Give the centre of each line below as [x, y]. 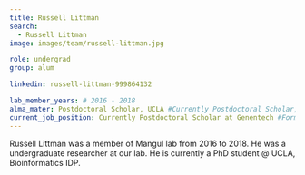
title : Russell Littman [54, 18]
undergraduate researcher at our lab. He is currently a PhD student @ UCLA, [152, 153]
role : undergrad [40, 60]
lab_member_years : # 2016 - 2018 [73, 101]
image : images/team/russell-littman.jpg [87, 43]
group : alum [32, 68]
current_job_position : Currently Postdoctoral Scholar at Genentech [142, 117]
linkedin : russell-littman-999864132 [81, 84]
